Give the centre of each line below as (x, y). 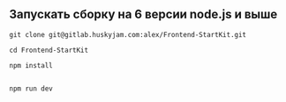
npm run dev (31, 88)
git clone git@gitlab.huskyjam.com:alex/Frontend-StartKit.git (128, 34)
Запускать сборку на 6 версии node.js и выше (143, 15)
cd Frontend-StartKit (49, 50)
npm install (31, 65)
